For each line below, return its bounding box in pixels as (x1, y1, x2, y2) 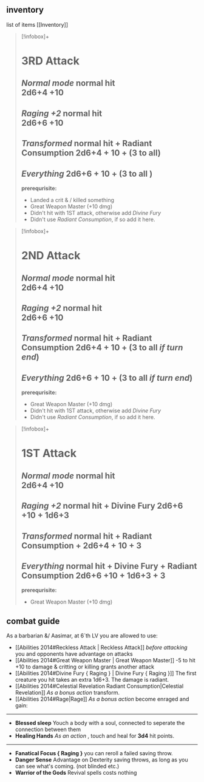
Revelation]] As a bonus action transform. (15, 689, 120, 696)
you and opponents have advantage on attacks (15, 650, 133, 658)
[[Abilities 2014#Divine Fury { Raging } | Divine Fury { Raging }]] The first (15, 670, 197, 677)
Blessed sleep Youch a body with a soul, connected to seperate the (15, 719, 185, 727)
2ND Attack (21, 249, 81, 263)
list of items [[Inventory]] (6, 21, 69, 28)
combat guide (6, 616, 60, 626)
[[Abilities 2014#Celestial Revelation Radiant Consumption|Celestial (15, 682, 184, 690)
